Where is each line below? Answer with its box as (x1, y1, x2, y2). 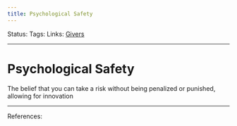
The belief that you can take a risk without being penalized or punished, (7, 84, 216, 92)
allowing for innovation (7, 92, 74, 100)
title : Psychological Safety (7, 10, 93, 18)
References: (7, 112, 42, 120)
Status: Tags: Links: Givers (7, 30, 85, 38)
